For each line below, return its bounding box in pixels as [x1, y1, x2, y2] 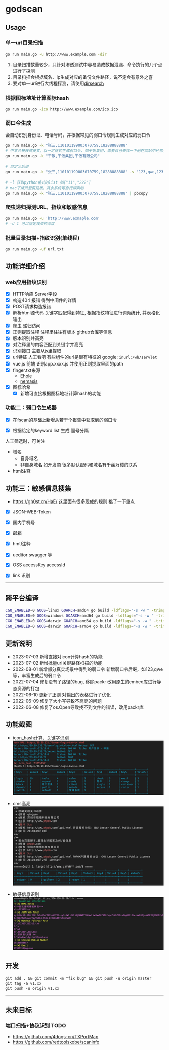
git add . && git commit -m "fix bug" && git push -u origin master [5, 976, 152, 981]
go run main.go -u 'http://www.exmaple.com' [5, 216, 100, 221]
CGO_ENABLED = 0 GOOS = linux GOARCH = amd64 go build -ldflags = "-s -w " [5, 608, 150, 613]
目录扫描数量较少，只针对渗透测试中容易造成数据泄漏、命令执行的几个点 [12, 61, 162, 67]
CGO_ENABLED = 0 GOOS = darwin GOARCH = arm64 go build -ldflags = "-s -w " [5, 624, 152, 629]
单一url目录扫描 [5, 39, 43, 46]
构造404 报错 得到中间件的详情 [12, 297, 77, 303]
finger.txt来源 [12, 367, 40, 373]
